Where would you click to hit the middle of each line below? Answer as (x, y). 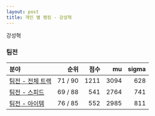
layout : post (23, 12)
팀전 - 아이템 (27, 103)
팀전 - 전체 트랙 (30, 81)
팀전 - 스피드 (27, 92)
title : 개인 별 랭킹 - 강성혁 (39, 17)
